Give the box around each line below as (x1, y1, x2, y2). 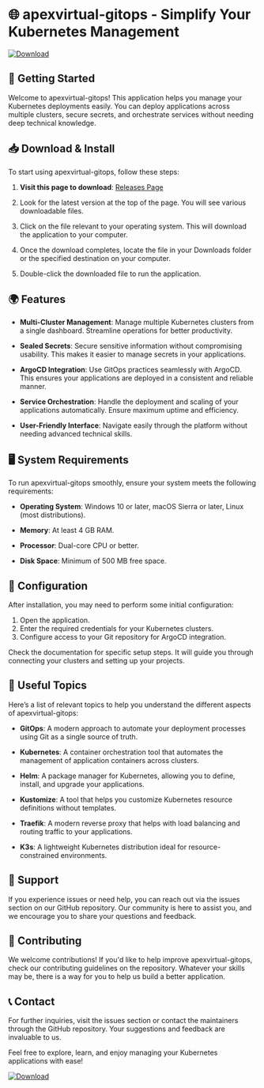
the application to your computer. (19, 229, 128, 239)
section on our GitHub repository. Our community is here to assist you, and (8, 903, 252, 912)
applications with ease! (8, 1056, 84, 1066)
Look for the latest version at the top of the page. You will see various (19, 198, 247, 207)
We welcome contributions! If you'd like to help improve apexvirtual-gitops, (8, 955, 253, 965)
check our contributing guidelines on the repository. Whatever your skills (8, 963, 245, 973)
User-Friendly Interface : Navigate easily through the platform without (19, 421, 247, 430)
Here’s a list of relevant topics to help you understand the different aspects (8, 700, 251, 709)
